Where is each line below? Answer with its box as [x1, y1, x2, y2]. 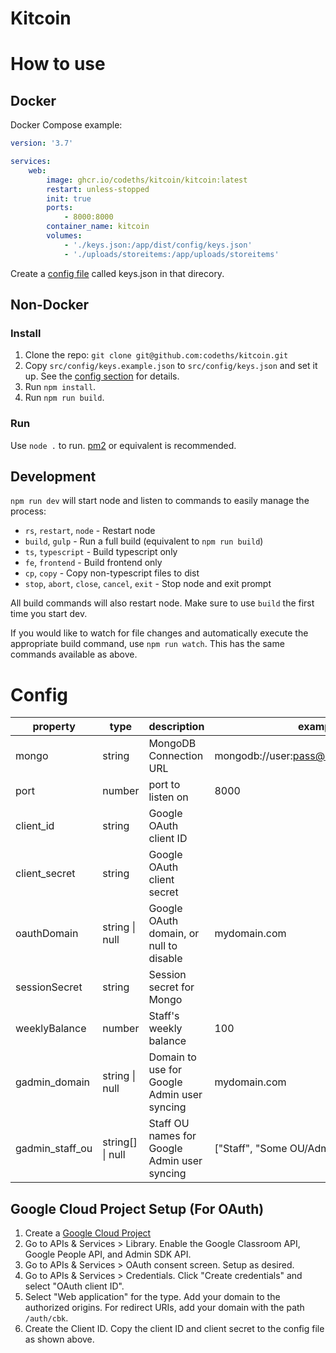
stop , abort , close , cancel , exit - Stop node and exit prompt [24, 578, 272, 590]
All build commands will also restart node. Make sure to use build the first [10, 597, 315, 609]
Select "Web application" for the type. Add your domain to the [24, 1291, 281, 1303]
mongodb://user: [214, 749, 293, 763]
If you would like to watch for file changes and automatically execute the [10, 627, 309, 639]
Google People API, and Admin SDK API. [24, 1248, 192, 1261]
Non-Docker [10, 297, 89, 314]
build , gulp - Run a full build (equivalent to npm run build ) [24, 535, 264, 547]
